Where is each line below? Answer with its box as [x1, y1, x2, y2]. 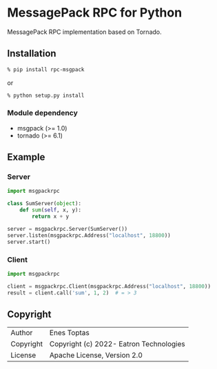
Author [10, 328, 33, 338]
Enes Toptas [49, 328, 90, 338]
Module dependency [7, 108, 78, 118]
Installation [7, 48, 56, 59]
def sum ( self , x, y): [19, 207, 81, 214]
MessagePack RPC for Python [7, 5, 183, 21]
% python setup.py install [7, 92, 85, 99]
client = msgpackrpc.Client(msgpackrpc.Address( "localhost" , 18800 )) [7, 283, 211, 290]
